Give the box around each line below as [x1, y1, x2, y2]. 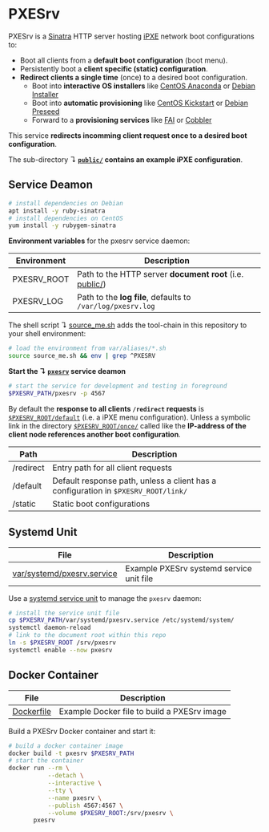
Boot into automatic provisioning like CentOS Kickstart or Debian [31, 98, 248, 108]
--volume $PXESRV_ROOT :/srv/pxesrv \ [47, 809, 174, 817]
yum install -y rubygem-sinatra [8, 221, 116, 229]
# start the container [8, 757, 84, 765]
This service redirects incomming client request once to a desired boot [8, 130, 247, 140]
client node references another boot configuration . [8, 429, 182, 439]
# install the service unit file [8, 609, 120, 617]
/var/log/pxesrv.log [77, 302, 155, 311]
